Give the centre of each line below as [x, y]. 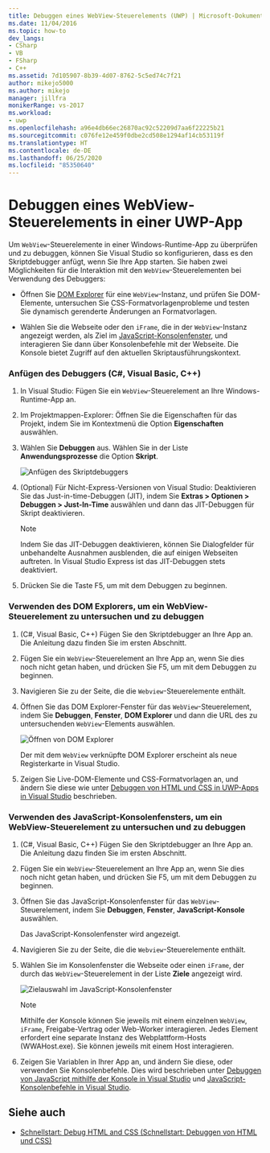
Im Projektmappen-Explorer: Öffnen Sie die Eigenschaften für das [129, 415]
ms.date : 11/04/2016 [43, 23]
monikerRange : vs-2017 [46, 105]
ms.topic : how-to [37, 31]
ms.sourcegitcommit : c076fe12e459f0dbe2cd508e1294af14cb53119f [117, 135]
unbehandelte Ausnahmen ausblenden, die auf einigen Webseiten [129, 553]
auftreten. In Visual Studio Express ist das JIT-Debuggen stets [123, 562]
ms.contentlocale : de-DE [50, 150]
